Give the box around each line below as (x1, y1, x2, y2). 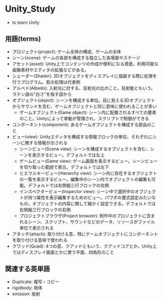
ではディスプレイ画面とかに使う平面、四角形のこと (12, 249, 114, 255)
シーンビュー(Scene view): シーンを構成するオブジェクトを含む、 (19, 146, 150, 152)
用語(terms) (5, 35, 41, 43)
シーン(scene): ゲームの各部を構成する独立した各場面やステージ (12, 54, 141, 60)
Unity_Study (5, 3, 56, 15)
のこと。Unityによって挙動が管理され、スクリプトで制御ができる (19, 115, 149, 121)
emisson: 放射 (12, 291, 40, 297)
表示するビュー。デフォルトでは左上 (32, 152, 105, 158)
